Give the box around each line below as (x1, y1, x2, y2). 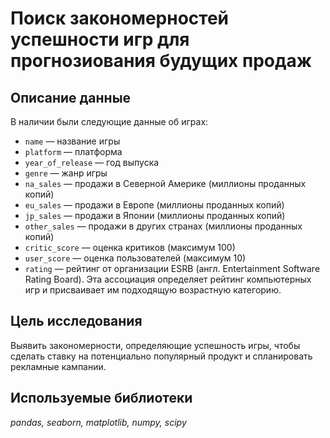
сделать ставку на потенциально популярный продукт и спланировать (10, 350, 313, 362)
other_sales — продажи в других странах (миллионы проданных (24, 220, 303, 232)
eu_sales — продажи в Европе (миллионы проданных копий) (24, 199, 285, 211)
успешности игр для (10, 28, 190, 51)
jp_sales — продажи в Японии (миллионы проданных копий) (24, 210, 286, 221)
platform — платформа (24, 146, 123, 157)
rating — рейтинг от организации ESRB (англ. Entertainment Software (24, 263, 321, 274)
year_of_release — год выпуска (24, 157, 160, 168)
